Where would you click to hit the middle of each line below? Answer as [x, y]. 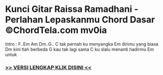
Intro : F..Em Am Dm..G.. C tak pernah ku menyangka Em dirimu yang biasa [82, 44]
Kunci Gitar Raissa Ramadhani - [72, 9]
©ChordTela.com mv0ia [56, 30]
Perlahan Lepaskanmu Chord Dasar [80, 20]
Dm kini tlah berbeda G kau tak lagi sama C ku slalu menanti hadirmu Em [80, 49]
